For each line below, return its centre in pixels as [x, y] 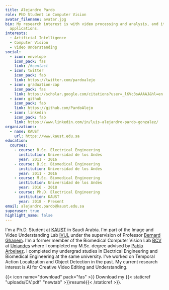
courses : [19, 146]
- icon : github [26, 99]
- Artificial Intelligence [38, 38]
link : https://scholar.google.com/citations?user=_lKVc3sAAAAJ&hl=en [89, 94]
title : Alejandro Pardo [30, 10]
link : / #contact [31, 66]
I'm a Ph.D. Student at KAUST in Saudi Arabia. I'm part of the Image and [79, 230]
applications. [24, 29]
